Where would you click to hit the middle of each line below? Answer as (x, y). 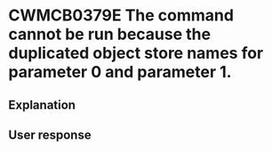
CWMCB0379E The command (121, 16)
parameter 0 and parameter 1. (120, 72)
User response (50, 135)
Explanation (42, 104)
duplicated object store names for (136, 53)
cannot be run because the (109, 34)
